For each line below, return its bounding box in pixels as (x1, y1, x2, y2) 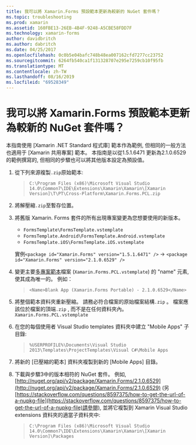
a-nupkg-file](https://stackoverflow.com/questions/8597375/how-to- (14, 397, 181, 404)
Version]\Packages (29, 433, 74, 439)
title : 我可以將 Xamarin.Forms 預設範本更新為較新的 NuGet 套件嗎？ (6, 8, 161, 15)
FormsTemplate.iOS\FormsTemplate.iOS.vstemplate (23, 239, 145, 245)
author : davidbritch (6, 36, 57, 42)
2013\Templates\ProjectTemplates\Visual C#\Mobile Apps (29, 347, 169, 353)
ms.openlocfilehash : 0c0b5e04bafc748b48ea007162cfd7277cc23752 (6, 52, 164, 58)
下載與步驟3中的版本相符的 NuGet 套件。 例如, (14, 371, 127, 378)
